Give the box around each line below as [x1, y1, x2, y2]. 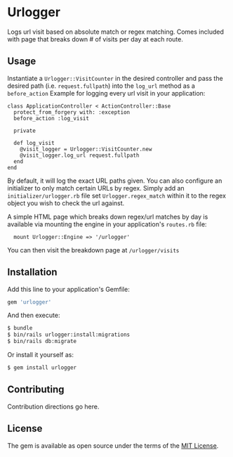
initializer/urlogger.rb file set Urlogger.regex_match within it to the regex [7, 191, 227, 200]
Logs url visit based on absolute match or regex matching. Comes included [7, 27, 225, 36]
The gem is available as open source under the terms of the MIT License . [7, 441, 219, 450]
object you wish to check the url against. [7, 198, 125, 207]
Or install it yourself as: [7, 351, 74, 359]
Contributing [7, 384, 65, 396]
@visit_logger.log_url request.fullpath [20, 152, 140, 159]
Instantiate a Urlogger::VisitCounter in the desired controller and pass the [7, 74, 223, 82]
